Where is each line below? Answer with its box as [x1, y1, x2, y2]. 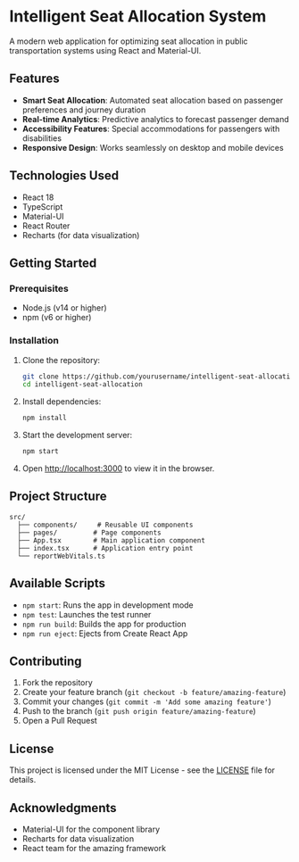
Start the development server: [21, 430, 133, 441]
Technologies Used [9, 168, 119, 184]
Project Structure [9, 489, 107, 504]
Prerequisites [9, 282, 69, 294]
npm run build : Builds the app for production [21, 618, 187, 629]
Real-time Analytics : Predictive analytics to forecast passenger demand [21, 113, 290, 124]
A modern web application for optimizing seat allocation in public [9, 36, 248, 46]
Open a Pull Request [21, 716, 98, 726]
